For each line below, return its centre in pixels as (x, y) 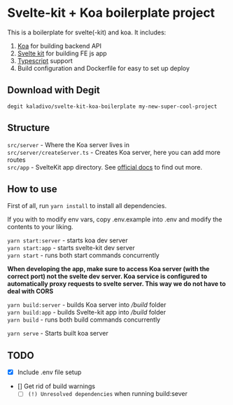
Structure (29, 128)
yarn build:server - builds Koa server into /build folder (87, 305)
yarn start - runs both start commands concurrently (83, 255)
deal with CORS (30, 291)
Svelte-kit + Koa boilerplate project (111, 13)
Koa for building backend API (59, 46)
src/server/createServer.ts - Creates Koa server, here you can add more (114, 152)
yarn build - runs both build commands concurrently (84, 320)
